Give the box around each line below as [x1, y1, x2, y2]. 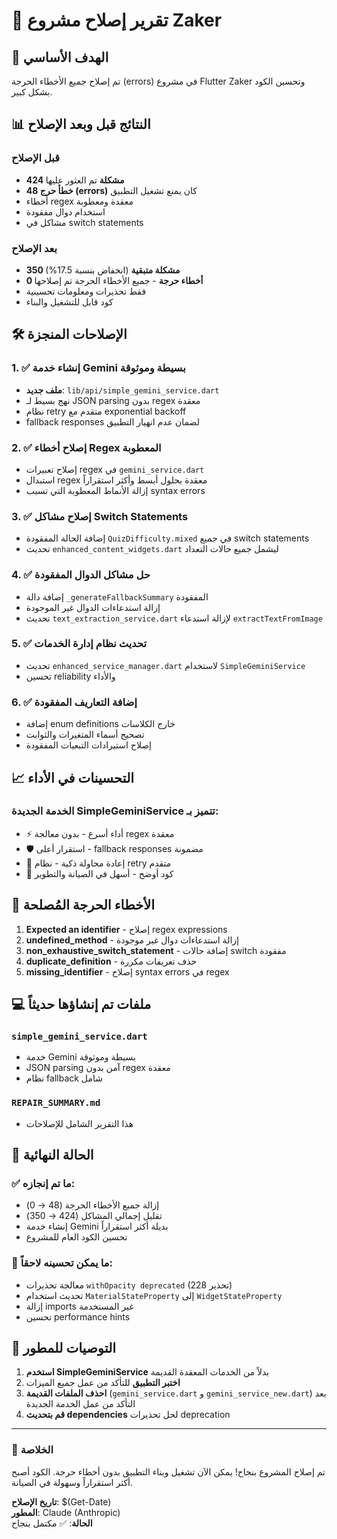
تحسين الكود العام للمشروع [25, 1231, 128, 1243]
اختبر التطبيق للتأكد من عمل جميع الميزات [25, 1377, 181, 1389]
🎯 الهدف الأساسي [11, 49, 109, 66]
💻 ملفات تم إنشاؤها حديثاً [11, 996, 152, 1013]
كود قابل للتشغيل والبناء [25, 295, 114, 308]
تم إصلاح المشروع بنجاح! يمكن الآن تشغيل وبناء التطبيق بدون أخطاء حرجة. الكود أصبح [11, 1465, 326, 1478]
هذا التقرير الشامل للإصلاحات [25, 1117, 134, 1129]
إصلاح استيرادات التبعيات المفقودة [25, 739, 153, 751]
